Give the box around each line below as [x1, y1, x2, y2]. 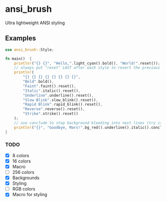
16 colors [12, 158, 31, 164]
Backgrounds [12, 175, 40, 181]
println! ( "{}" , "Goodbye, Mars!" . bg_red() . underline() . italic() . [14, 125, 152, 130]
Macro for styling [12, 192, 47, 198]
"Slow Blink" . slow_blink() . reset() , [23, 97, 98, 102]
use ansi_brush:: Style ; [5, 47, 54, 52]
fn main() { [5, 56, 32, 61]
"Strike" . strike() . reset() [23, 111, 79, 117]
